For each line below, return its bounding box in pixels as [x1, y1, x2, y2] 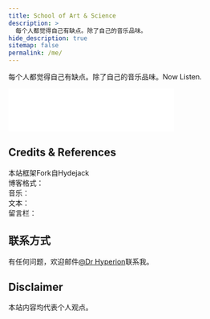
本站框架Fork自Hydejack [8, 168, 90, 177]
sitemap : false [8, 42, 59, 50]
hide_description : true [8, 34, 88, 42]
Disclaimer [8, 281, 63, 294]
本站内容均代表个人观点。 [8, 302, 93, 313]
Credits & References [8, 146, 117, 159]
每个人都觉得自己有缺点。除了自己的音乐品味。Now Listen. [8, 72, 202, 81]
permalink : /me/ [8, 49, 63, 57]
